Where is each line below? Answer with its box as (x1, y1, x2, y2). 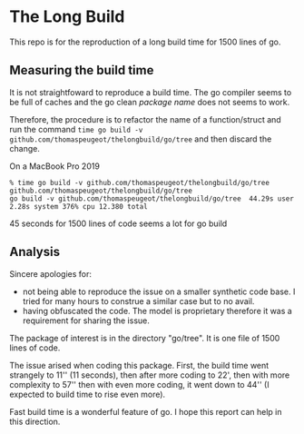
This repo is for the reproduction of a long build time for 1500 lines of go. (9, 36, 281, 47)
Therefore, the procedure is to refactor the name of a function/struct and (9, 113, 281, 124)
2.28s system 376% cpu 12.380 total (9, 202, 148, 211)
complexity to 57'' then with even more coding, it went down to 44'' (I (9, 379, 270, 390)
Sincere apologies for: (9, 268, 93, 279)
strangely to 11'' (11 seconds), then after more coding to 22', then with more (9, 370, 290, 380)
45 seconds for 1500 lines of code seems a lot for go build (9, 218, 228, 229)
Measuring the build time (9, 63, 154, 78)
